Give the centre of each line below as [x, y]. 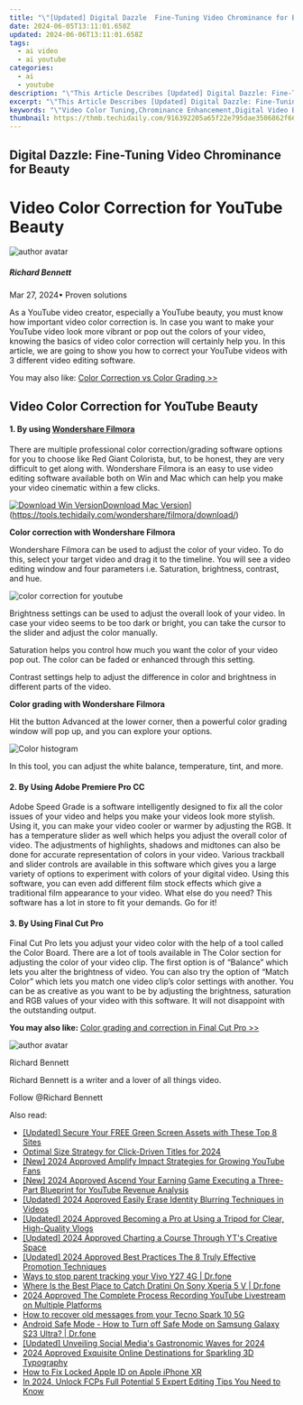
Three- [271, 1180]
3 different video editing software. [73, 361]
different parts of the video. [60, 687]
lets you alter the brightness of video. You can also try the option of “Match [149, 972]
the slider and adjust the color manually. [83, 633]
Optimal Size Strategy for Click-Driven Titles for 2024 [121, 1152]
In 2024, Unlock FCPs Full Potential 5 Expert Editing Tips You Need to [151, 1382]
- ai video [38, 51]
